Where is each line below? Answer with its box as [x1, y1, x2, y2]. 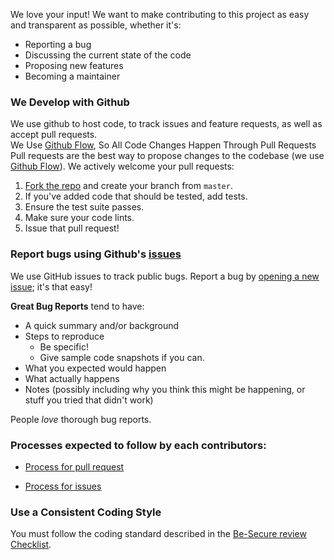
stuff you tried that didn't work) [24, 394, 154, 406]
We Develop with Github [10, 95, 130, 109]
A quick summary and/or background [24, 319, 180, 331]
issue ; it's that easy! [10, 280, 93, 293]
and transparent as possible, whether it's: [10, 19, 182, 31]
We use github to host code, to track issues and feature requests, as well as [10, 118, 323, 130]
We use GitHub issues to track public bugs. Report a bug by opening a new [10, 270, 320, 282]
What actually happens [24, 372, 120, 384]
